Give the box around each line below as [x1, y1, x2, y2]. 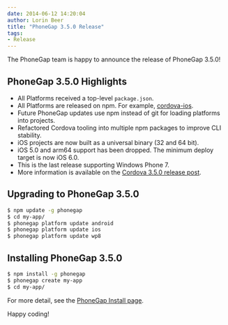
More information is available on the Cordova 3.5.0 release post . [17, 168, 202, 176]
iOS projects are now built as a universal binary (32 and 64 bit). [17, 138, 199, 146]
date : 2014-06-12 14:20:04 [7, 10, 86, 17]
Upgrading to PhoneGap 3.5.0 [7, 188, 139, 200]
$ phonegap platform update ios [7, 226, 101, 234]
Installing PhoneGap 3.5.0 [7, 252, 123, 264]
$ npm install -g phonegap [7, 270, 86, 278]
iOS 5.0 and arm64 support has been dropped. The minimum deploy [17, 146, 214, 154]
